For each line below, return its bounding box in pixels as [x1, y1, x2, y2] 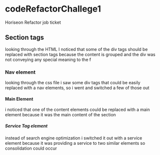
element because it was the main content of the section [5, 112, 116, 118]
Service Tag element [5, 123, 48, 129]
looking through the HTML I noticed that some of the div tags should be [5, 46, 148, 52]
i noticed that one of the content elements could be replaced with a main [5, 107, 150, 112]
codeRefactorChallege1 [5, 3, 101, 15]
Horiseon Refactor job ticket [5, 19, 61, 25]
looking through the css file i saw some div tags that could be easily [5, 80, 141, 86]
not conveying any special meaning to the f [5, 57, 91, 62]
